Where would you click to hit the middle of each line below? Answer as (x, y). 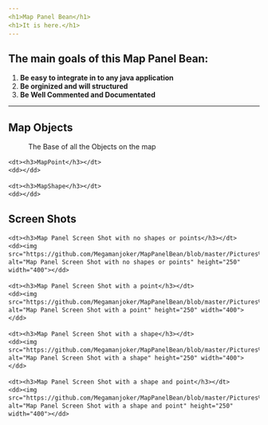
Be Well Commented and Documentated (87, 95)
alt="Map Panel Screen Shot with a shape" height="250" (103, 358)
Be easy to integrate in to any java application (97, 78)
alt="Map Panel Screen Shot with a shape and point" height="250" (121, 406)
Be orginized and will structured (74, 86)
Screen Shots (43, 218)
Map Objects (41, 127)
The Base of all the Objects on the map (92, 147)
